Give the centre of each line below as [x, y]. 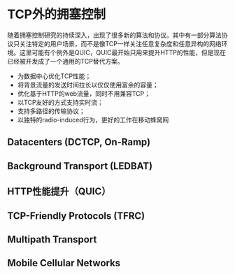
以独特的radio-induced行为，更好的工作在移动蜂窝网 [93, 120]
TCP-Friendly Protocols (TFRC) [76, 216]
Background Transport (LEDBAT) [80, 166]
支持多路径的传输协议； [51, 111]
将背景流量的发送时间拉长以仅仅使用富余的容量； [88, 85]
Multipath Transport [52, 239]
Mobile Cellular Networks [64, 263]
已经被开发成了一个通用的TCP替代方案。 [65, 61]
